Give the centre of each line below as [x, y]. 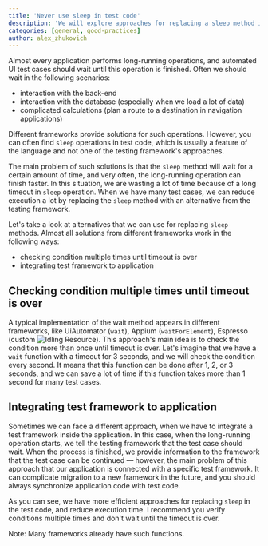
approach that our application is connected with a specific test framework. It [134, 468]
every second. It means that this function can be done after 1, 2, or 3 [121, 365]
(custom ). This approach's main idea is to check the [124, 340]
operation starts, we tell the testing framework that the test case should [126, 443]
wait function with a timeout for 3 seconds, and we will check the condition [132, 357]
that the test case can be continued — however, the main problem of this [128, 460]
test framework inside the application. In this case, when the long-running [130, 434]
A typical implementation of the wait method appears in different [114, 323]
